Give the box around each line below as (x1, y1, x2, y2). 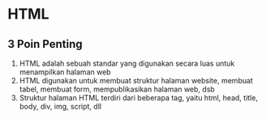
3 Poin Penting (7, 37, 83, 51)
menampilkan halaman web (19, 67, 111, 77)
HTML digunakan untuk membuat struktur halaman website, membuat (19, 76, 253, 85)
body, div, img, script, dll (19, 102, 102, 111)
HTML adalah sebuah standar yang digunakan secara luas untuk (19, 58, 235, 68)
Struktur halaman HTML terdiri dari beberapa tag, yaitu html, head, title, (19, 93, 259, 102)
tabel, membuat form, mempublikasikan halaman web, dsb (19, 84, 216, 94)
